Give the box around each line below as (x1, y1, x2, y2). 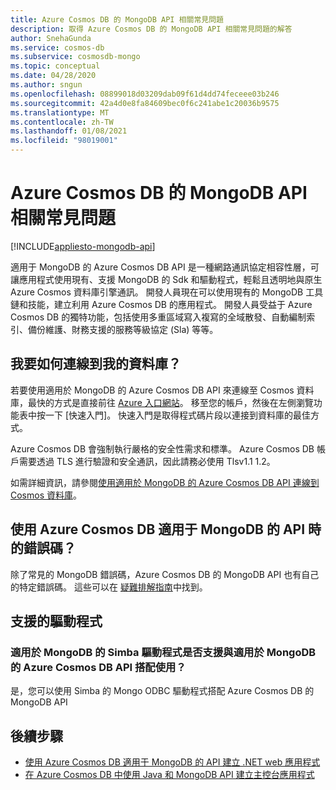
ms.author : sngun (10, 80, 83, 90)
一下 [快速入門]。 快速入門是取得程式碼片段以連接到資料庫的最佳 (44, 409, 312, 421)
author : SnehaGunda (10, 33, 92, 43)
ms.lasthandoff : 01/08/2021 (10, 126, 128, 136)
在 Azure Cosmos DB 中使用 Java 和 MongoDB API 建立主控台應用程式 (24, 769, 315, 781)
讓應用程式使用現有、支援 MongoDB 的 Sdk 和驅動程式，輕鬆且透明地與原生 (10, 273, 323, 285)
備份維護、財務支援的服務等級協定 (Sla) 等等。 (27, 323, 219, 335)
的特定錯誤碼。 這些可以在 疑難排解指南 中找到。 (10, 581, 208, 593)
